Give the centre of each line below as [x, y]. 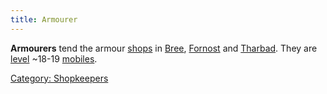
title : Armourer [44, 19]
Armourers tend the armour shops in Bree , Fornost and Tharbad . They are [164, 48]
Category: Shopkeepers [59, 78]
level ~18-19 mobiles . [54, 58]
